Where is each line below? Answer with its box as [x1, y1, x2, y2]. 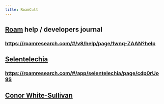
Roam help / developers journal [5, 26, 103, 34]
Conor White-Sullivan [5, 91, 73, 100]
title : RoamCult [5, 7, 38, 12]
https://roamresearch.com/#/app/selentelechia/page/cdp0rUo [5, 70, 159, 77]
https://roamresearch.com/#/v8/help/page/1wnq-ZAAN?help [5, 40, 156, 47]
